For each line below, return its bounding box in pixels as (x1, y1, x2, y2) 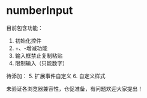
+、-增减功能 (14, 44, 48, 52)
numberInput (6, 4, 73, 17)
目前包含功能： (6, 24, 43, 31)
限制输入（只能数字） (14, 60, 68, 67)
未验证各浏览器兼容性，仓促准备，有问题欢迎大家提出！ (6, 85, 143, 92)
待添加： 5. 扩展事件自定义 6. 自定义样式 (6, 72, 106, 79)
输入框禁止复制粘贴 (14, 52, 63, 59)
